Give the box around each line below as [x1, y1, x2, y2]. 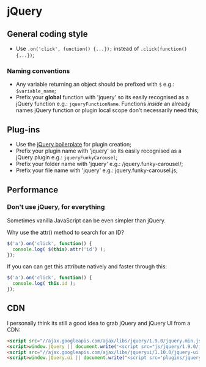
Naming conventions [7, 66, 70, 75]
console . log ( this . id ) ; [12, 281, 76, 287]
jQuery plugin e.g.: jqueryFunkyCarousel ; [15, 154, 118, 161]
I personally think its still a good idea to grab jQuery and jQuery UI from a [7, 319, 191, 327]
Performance [7, 184, 59, 195]
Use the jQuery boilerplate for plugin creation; [15, 141, 132, 148]
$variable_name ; [15, 87, 57, 94]
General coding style [7, 29, 88, 39]
